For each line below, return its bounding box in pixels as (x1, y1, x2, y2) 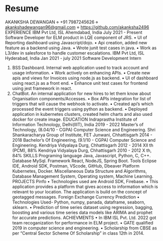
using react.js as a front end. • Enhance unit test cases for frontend (12, 80, 148, 86)
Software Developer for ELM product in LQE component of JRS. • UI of (5, 35, 147, 40)
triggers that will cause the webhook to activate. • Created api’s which (12, 101, 154, 107)
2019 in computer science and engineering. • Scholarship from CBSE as (12, 225, 157, 231)
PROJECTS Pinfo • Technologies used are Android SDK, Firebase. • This (12, 178, 159, 184)
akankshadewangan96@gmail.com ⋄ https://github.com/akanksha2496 (5, 24, 149, 30)
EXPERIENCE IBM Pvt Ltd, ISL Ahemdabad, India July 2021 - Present (5, 29, 143, 35)
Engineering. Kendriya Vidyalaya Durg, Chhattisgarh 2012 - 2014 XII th (12, 142, 154, 148)
